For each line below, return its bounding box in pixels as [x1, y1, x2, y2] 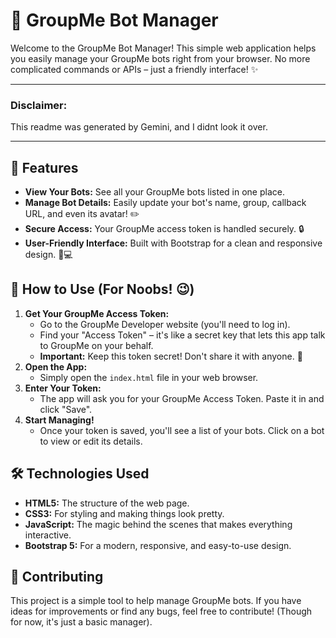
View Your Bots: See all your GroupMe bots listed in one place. [24, 186, 285, 198]
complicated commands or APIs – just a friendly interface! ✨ [10, 63, 259, 75]
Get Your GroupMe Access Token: [24, 307, 170, 319]
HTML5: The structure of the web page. [24, 497, 190, 509]
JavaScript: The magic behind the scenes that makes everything [24, 518, 293, 530]
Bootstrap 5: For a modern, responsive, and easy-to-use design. [24, 539, 292, 551]
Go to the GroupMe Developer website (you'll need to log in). [39, 318, 291, 330]
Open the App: [24, 360, 88, 373]
